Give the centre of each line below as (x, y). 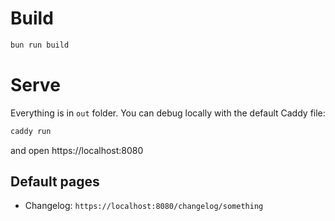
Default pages (55, 182)
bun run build (40, 45)
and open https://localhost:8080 (77, 150)
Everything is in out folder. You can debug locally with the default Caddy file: (168, 113)
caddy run (31, 131)
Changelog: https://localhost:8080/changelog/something (144, 206)
